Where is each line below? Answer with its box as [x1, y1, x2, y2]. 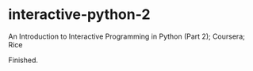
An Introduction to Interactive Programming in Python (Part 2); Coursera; [8, 32, 246, 41]
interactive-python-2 [8, 6, 151, 24]
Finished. [8, 55, 38, 65]
